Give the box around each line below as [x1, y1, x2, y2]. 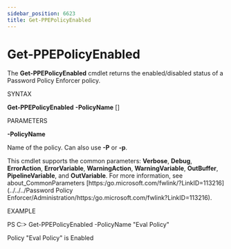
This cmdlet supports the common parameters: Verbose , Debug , [7, 157, 192, 165]
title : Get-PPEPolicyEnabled [7, 17, 91, 24]
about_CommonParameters [7, 179, 85, 187]
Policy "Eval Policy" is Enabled [7, 234, 94, 242]
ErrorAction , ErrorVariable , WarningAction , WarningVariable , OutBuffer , [7, 164, 219, 173]
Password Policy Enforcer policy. [7, 77, 101, 85]
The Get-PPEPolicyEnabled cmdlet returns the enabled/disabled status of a [7, 69, 223, 77]
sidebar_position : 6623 [7, 10, 76, 17]
